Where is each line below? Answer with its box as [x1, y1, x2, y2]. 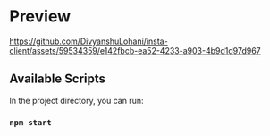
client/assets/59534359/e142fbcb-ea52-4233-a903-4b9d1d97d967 [9, 45, 261, 55]
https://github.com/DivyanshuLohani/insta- [9, 36, 168, 47]
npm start [9, 117, 52, 127]
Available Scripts [9, 72, 105, 87]
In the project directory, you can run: [9, 95, 144, 106]
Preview [9, 6, 72, 27]
